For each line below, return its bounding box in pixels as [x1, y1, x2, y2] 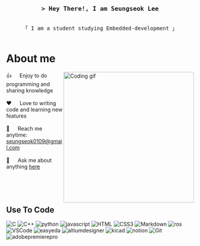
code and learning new [6, 106, 62, 113]
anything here [6, 163, 40, 170]
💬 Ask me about [6, 157, 52, 164]
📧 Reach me [6, 125, 43, 133]
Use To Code [6, 205, 55, 215]
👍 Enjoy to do [6, 72, 48, 79]
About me [6, 52, 56, 66]
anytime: [6, 131, 28, 139]
